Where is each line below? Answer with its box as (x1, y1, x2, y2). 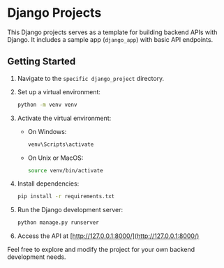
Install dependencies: (17, 179, 80, 188)
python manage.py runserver (17, 219, 99, 226)
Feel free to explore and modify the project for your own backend (7, 246, 195, 254)
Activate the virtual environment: (17, 114, 112, 122)
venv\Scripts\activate (27, 141, 94, 148)
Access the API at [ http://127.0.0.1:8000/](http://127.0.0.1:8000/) (17, 232, 200, 240)
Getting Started (7, 56, 76, 68)
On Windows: (27, 127, 67, 135)
